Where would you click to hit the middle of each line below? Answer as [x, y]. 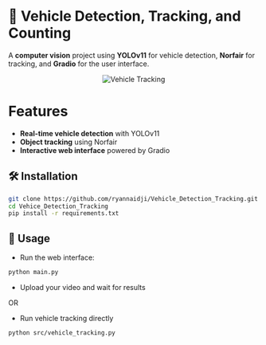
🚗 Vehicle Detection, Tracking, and [125, 16]
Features [38, 112]
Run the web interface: [57, 257]
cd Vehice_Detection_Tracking [59, 206]
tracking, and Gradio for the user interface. [79, 64]
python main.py [33, 272]
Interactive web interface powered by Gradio [95, 150]
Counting [40, 33]
